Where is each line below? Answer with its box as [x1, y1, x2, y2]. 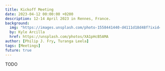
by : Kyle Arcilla [9, 30, 45, 35]
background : [5, 20, 29, 26]
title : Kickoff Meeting [5, 7, 54, 12]
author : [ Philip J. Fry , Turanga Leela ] [5, 39, 89, 44]
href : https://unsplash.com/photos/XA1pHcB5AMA [9, 35, 109, 39]
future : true [5, 48, 32, 53]
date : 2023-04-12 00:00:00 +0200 [5, 12, 74, 17]
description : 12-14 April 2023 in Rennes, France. [5, 16, 111, 21]
